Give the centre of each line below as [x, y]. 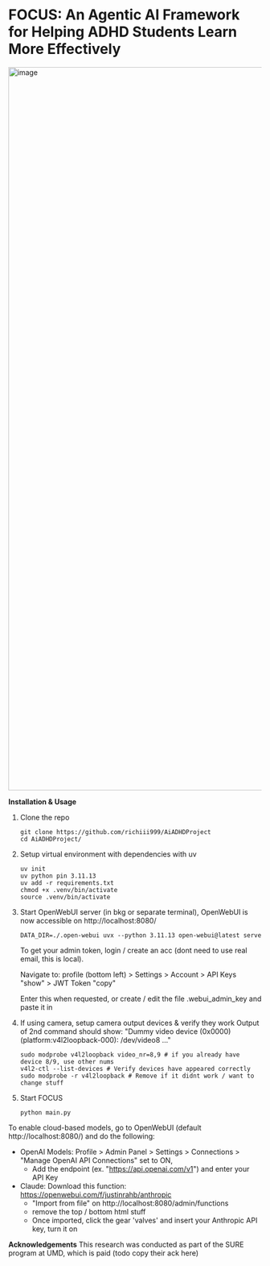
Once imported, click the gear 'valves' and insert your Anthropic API [145, 1220]
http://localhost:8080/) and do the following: [82, 1136]
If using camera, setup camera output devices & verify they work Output [139, 1023]
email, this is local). [52, 959]
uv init [33, 869]
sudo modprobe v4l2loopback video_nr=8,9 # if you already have [130, 1054]
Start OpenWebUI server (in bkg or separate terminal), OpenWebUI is [134, 911]
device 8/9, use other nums [67, 1061]
